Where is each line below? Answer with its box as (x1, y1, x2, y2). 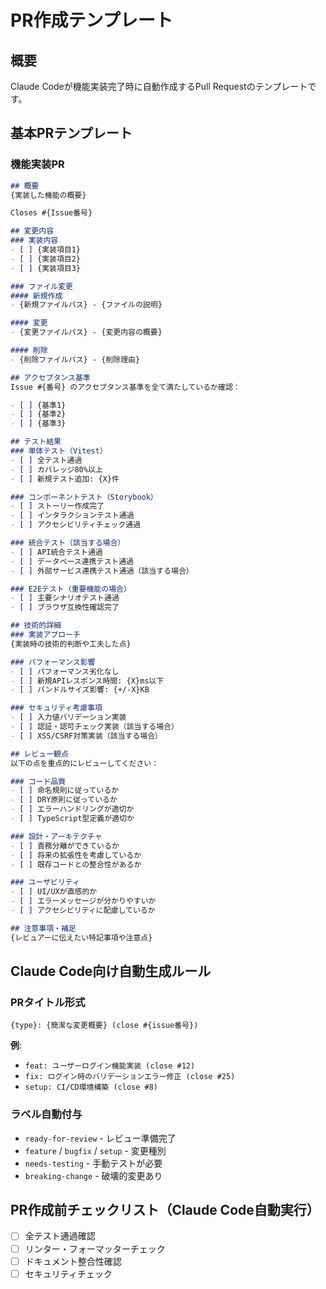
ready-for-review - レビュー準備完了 (24, 1132, 177, 1144)
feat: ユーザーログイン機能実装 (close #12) (24, 1061, 196, 1071)
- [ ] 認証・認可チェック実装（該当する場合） (10, 722, 179, 732)
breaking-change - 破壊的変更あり (24, 1169, 163, 1181)
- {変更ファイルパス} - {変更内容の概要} (10, 327, 163, 338)
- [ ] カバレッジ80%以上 (10, 464, 103, 475)
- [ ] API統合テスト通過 (10, 547, 103, 557)
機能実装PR (10, 157, 65, 171)
